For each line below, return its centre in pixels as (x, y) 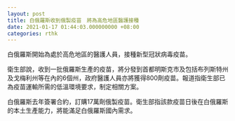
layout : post (26, 14)
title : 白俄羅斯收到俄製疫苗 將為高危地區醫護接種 (73, 20)
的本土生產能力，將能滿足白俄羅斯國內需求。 (72, 110)
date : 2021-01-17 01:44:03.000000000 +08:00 (73, 27)
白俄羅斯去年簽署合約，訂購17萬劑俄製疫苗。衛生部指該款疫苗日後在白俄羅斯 (118, 102)
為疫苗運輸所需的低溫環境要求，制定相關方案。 (75, 87)
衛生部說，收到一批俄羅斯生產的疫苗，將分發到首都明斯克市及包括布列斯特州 (118, 69)
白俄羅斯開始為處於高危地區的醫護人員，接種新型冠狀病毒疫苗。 (99, 54)
